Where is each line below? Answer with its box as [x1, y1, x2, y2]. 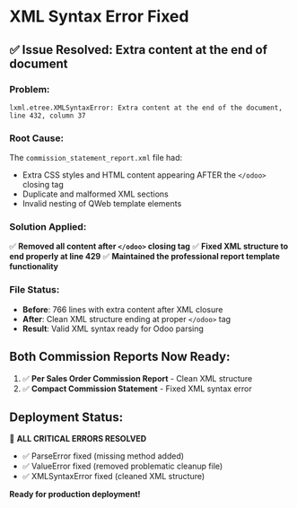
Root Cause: [9, 132, 65, 145]
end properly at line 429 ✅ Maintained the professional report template [9, 251, 281, 262]
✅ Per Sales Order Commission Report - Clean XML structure [22, 372, 253, 383]
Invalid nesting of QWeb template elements [22, 198, 182, 209]
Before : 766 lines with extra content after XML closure [22, 303, 223, 315]
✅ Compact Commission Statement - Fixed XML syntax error [22, 383, 253, 394]
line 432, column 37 [9, 110, 87, 120]
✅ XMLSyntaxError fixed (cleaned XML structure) [22, 471, 205, 482]
